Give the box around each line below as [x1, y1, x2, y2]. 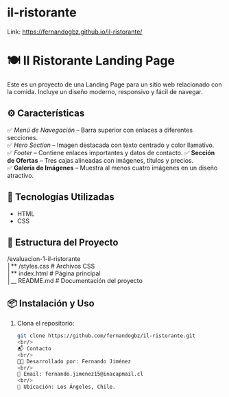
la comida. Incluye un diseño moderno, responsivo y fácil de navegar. [7, 87, 204, 95]
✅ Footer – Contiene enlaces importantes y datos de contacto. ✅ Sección [7, 148, 215, 157]
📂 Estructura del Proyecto [7, 236, 119, 248]
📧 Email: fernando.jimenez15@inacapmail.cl [16, 371, 144, 378]
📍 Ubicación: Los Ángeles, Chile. [16, 383, 116, 391]
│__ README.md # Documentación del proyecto [7, 277, 143, 285]
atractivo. [7, 171, 34, 179]
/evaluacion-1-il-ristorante [7, 255, 81, 263]
